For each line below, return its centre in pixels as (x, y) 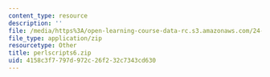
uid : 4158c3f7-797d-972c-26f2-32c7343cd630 (82, 61)
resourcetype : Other (43, 46)
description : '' (35, 23)
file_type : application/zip (55, 38)
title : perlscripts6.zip (50, 53)
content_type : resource (48, 16)
